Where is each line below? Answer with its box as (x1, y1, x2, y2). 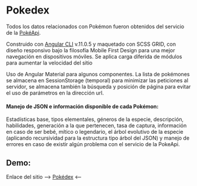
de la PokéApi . (6, 29, 41, 36)
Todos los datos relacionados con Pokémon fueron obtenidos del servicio (6, 23, 185, 30)
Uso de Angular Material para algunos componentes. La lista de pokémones (6, 70, 190, 77)
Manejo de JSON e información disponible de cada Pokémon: (6, 103, 159, 110)
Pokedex (6, 4, 50, 17)
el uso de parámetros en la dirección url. (6, 89, 104, 96)
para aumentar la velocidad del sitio (6, 59, 93, 66)
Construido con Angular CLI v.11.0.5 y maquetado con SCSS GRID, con (6, 40, 176, 48)
